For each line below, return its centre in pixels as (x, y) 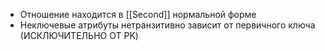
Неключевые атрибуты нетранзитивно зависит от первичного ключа (167, 25)
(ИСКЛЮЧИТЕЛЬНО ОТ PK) (79, 35)
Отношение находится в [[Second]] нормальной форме (138, 14)
